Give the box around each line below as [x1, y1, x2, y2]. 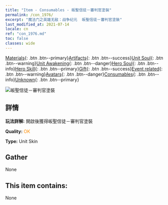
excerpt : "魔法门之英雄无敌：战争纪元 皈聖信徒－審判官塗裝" [5, 17, 122, 22]
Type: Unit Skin [5, 138, 38, 144]
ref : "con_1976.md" [5, 31, 47, 36]
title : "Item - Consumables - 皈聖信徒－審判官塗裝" [5, 7, 112, 13]
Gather [5, 153, 28, 162]
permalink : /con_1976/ [5, 12, 53, 17]
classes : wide [5, 41, 36, 46]
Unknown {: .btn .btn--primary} [15, 76, 79, 82]
